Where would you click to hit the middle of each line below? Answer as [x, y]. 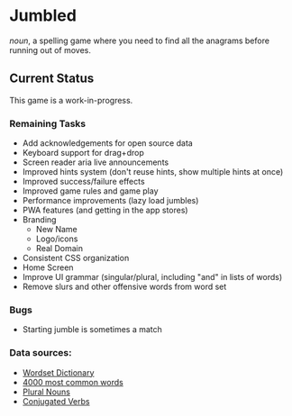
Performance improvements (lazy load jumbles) [110, 201]
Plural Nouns [46, 392]
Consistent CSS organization [76, 258]
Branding [39, 220]
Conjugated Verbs [56, 401]
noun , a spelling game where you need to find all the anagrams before [140, 41]
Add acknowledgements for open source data [108, 143]
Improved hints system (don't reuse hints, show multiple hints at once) [153, 172]
